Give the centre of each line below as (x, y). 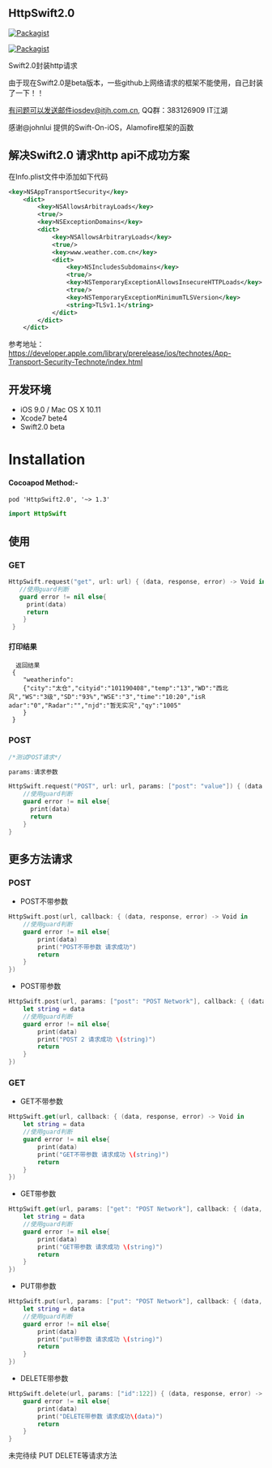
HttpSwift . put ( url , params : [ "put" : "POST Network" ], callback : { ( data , (136, 1302)
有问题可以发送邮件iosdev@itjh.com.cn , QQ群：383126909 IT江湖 (118, 110)
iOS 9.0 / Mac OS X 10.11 (60, 410)
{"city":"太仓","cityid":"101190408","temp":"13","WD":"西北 (126, 689)
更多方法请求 (40, 859)
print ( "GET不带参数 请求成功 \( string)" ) (104, 1155)
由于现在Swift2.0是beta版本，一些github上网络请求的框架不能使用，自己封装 (136, 82)
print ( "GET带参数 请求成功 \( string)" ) (100, 1247)
